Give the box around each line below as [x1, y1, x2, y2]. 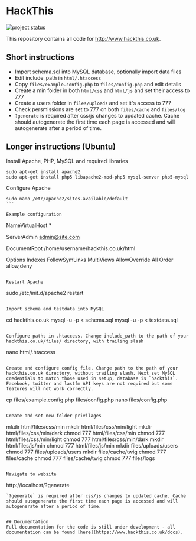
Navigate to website [6, 471, 57, 477]
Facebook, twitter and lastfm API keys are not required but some [6, 380, 173, 387]
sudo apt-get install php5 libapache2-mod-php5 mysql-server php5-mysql [6, 174, 189, 180]
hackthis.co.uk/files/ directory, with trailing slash [6, 338, 144, 344]
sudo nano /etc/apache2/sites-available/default [6, 196, 128, 202]
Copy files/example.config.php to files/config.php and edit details [14, 80, 182, 88]
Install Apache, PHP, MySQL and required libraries [6, 157, 128, 164]
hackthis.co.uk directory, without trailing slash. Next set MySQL [6, 370, 176, 376]
